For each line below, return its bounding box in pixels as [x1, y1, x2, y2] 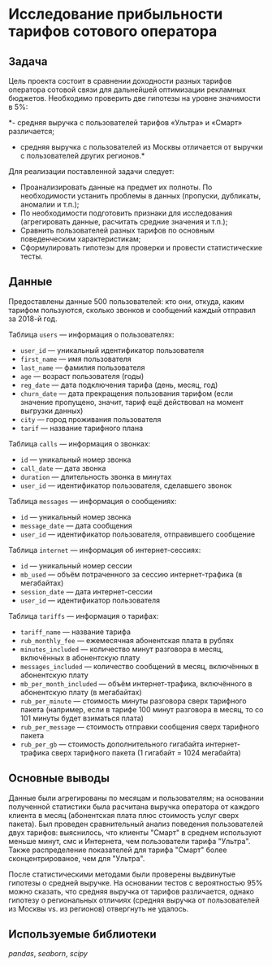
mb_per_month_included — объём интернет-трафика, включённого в [19, 678, 253, 688]
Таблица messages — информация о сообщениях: [8, 496, 177, 506]
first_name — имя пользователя [19, 354, 132, 363]
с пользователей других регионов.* [19, 151, 145, 160]
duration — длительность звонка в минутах [19, 472, 172, 481]
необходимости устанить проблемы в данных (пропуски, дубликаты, [19, 191, 261, 200]
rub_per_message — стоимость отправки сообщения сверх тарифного [19, 721, 260, 732]
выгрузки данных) [19, 406, 84, 416]
